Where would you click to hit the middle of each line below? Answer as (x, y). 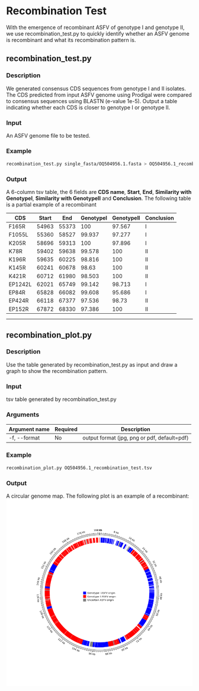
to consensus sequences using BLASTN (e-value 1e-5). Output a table (92, 101)
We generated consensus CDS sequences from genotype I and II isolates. (96, 88)
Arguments (23, 415)
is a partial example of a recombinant (51, 205)
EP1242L (20, 284)
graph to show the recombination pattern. (57, 371)
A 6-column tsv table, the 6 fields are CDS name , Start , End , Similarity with (99, 192)
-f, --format (24, 438)
